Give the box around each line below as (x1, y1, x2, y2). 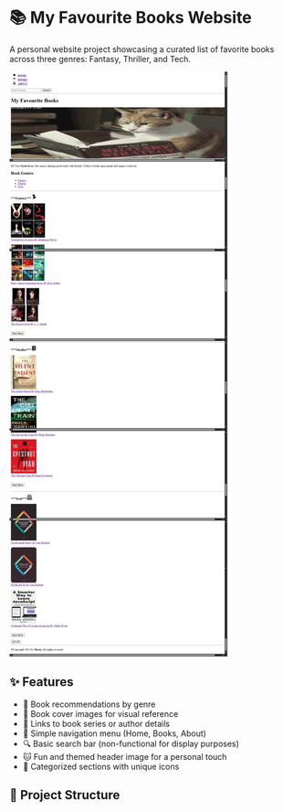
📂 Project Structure (9, 787, 121, 803)
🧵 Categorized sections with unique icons (22, 761, 180, 772)
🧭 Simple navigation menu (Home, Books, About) (22, 728, 207, 739)
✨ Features (9, 674, 74, 690)
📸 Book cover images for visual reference (22, 708, 179, 719)
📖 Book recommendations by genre (22, 699, 156, 710)
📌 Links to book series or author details (22, 718, 171, 729)
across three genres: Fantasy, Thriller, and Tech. (9, 53, 192, 64)
